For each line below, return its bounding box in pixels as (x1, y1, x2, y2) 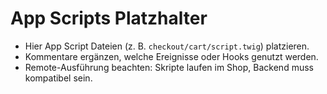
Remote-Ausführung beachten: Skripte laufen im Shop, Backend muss (24, 61, 314, 73)
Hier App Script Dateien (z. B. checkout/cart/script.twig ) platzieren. (24, 40, 310, 52)
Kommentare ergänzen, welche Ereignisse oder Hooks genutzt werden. (24, 50, 319, 62)
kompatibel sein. (24, 72, 93, 84)
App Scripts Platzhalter (10, 7, 208, 30)
